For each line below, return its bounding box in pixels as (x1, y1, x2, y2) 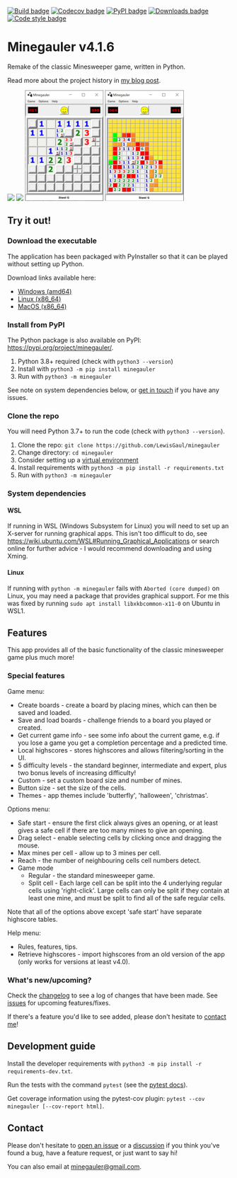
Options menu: (7, 804, 51, 813)
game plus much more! (7, 653, 75, 662)
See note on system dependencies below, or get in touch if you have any (7, 386, 219, 394)
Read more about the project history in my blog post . (7, 76, 161, 84)
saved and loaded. (17, 708, 72, 716)
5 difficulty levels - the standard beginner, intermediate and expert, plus (17, 761, 227, 770)
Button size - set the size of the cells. (17, 783, 126, 792)
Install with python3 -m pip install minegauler (17, 365, 156, 373)
